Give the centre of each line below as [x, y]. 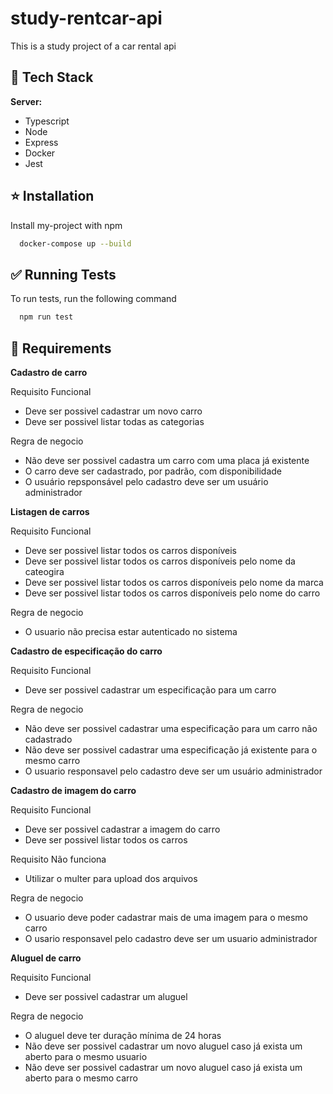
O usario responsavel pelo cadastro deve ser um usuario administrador [171, 938]
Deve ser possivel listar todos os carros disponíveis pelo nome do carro [172, 593]
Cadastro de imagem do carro [73, 790]
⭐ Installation [52, 196]
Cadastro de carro [49, 372]
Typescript [47, 121]
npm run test [46, 317]
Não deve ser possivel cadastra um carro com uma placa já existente [167, 460]
